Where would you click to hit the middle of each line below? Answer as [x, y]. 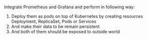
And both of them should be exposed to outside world [65, 32]
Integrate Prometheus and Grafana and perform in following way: [69, 7]
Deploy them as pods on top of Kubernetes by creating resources [77, 16]
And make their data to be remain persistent [55, 26]
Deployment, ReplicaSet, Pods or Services [54, 21]
